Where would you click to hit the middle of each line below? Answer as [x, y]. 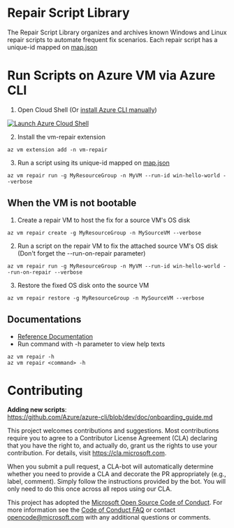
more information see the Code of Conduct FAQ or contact [92, 510]
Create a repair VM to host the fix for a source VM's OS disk [104, 220]
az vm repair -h [31, 356]
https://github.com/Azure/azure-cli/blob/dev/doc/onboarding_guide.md [110, 417]
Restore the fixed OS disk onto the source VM [83, 285]
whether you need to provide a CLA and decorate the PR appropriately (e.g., [117, 474]
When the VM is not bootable [72, 203]
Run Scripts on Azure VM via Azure [111, 76]
